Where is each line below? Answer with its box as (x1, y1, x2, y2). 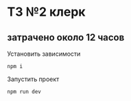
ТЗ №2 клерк (7, 4, 86, 20)
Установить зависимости (7, 49, 81, 58)
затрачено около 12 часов (7, 32, 125, 43)
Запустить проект (7, 75, 60, 83)
